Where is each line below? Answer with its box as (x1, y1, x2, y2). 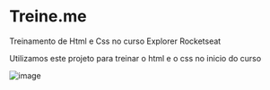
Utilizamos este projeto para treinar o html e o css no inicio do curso (9, 53, 262, 63)
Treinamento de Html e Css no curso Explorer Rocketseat (9, 36, 222, 46)
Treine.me (9, 6, 87, 27)
